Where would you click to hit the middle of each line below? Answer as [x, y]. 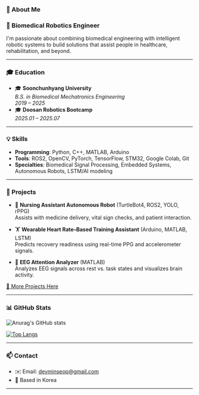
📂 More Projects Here [32, 286]
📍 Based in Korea [36, 380]
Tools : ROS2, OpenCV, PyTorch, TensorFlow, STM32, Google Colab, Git [102, 158]
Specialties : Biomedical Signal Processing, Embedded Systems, [93, 164]
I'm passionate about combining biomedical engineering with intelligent [93, 39]
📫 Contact [22, 356]
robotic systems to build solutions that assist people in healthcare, [87, 45]
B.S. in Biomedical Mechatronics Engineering [70, 96]
